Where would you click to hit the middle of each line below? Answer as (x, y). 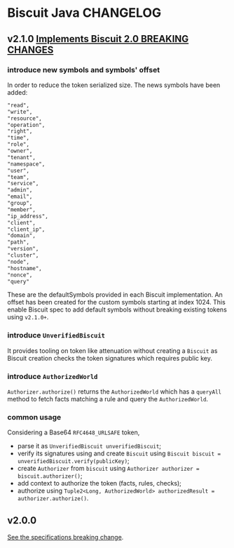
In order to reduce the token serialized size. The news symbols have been (114, 85)
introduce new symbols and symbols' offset (83, 69)
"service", (23, 184)
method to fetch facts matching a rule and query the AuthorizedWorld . (108, 399)
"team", (19, 177)
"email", (20, 197)
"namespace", (26, 164)
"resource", (25, 118)
